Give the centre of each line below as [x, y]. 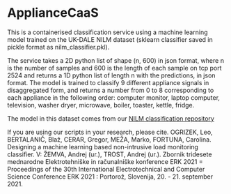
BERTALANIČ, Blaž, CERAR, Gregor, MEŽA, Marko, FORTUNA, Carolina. [109, 139]
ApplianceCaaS [53, 13]
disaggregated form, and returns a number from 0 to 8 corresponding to [111, 90]
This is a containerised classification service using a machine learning [107, 32]
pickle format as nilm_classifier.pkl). [58, 47]
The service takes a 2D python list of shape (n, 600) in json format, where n [116, 60]
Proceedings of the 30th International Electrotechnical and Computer [106, 169]
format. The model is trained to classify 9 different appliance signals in [108, 82]
